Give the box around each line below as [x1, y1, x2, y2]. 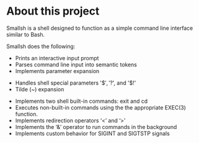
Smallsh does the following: [6, 43, 75, 50]
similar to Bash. [6, 30, 45, 38]
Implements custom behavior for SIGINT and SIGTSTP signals [15, 130, 170, 137]
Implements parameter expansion [15, 67, 100, 74]
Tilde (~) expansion [15, 85, 65, 92]
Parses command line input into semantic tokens [15, 61, 137, 68]
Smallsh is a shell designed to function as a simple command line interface [6, 24, 194, 32]
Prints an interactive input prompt [15, 54, 99, 61]
